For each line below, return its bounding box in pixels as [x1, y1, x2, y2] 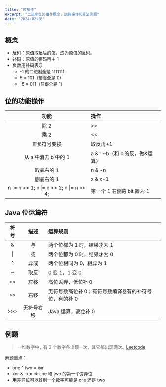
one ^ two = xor [12, 364, 44, 371]
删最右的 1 [34, 176, 59, 183]
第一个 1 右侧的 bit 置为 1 [90, 188, 150, 194]
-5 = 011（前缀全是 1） [19, 81, 65, 87]
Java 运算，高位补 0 [48, 308, 95, 315]
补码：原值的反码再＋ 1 [12, 56, 59, 62]
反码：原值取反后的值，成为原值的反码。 [12, 50, 95, 56]
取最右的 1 [34, 167, 59, 173]
